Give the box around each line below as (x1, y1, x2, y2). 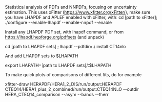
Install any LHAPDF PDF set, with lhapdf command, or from (5, 29, 124, 34)
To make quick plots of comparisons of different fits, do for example (5, 72, 142, 77)
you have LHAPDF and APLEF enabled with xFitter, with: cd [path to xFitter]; (5, 15, 158, 20)
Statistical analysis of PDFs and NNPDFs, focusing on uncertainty (5, 4, 137, 10)
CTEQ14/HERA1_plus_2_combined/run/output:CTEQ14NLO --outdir (5, 86, 139, 92)
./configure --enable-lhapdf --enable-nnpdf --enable (5, 19, 112, 25)
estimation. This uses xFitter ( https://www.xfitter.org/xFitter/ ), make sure (5, 9, 151, 15)
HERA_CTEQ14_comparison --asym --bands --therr (5, 92, 109, 97)
